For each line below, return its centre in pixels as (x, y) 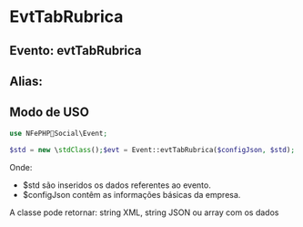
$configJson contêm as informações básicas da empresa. (131, 194)
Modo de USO (49, 113)
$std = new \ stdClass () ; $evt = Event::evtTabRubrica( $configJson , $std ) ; (152, 150)
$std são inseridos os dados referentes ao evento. (116, 185)
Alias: (26, 81)
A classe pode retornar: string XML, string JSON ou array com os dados (144, 212)
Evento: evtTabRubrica (76, 51)
